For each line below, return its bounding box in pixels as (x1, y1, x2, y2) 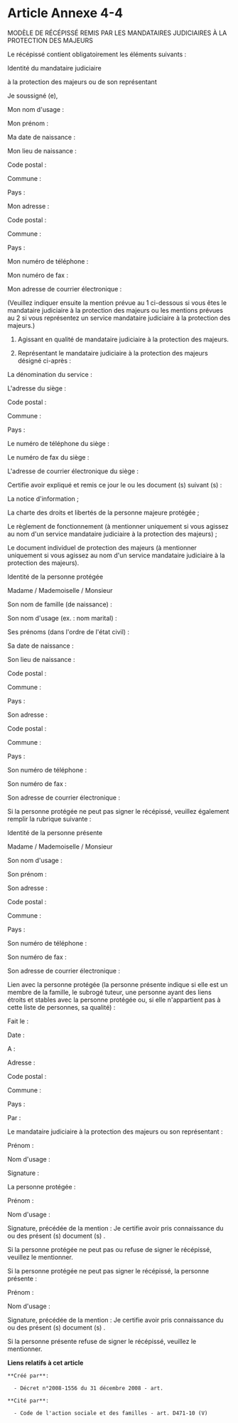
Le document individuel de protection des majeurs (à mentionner (7, 543, 198, 552)
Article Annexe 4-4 (7, 5, 123, 21)
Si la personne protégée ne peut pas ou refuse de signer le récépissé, (7, 1245, 212, 1253)
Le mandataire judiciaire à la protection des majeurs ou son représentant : (7, 1127, 223, 1136)
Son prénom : (7, 869, 48, 878)
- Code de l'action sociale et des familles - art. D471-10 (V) (13, 1409, 208, 1417)
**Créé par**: (7, 1372, 50, 1380)
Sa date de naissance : (7, 641, 74, 650)
